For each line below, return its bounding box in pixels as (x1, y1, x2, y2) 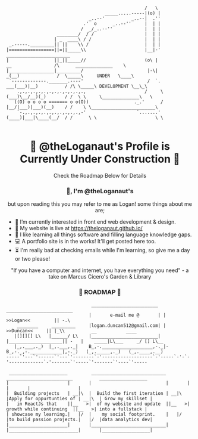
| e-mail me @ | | (88, 312, 166, 318)
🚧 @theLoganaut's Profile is (29, 140, 171, 153)
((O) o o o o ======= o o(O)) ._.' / (14, 99, 164, 105)
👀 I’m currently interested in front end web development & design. (14, 218, 177, 225)
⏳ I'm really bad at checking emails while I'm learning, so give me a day (14, 247, 190, 254)
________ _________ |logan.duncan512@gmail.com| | (17, 322, 166, 329)
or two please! (14, 255, 51, 262)
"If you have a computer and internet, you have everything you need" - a (11, 267, 189, 274)
